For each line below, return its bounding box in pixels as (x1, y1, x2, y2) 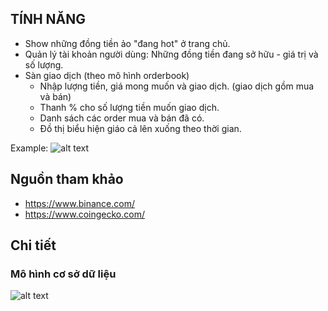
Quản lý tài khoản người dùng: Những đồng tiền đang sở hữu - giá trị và (24, 48, 319, 60)
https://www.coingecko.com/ (24, 208, 145, 220)
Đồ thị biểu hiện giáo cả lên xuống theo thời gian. (39, 122, 242, 134)
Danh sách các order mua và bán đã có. (39, 112, 205, 124)
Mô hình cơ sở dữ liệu (10, 267, 117, 281)
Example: (10, 142, 49, 154)
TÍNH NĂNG (10, 11, 87, 28)
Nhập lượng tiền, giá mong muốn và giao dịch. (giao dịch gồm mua (39, 80, 315, 92)
